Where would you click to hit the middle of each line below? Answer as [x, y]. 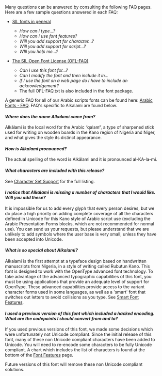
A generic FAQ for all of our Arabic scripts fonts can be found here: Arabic [79, 100]
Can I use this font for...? [44, 70]
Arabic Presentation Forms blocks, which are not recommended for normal [80, 224]
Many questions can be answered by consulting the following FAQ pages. [78, 7]
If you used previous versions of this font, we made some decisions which [79, 329]
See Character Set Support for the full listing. [50, 181]
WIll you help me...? [39, 51]
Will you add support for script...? [53, 46]
